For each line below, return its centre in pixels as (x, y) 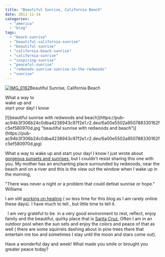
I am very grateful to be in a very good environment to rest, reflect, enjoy (82, 213)
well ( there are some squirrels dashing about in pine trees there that (75, 229)
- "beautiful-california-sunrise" (45, 42)
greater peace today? (27, 249)
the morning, (18, 174)
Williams (14, 189)
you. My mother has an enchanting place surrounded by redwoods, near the (82, 164)
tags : (11, 33)
